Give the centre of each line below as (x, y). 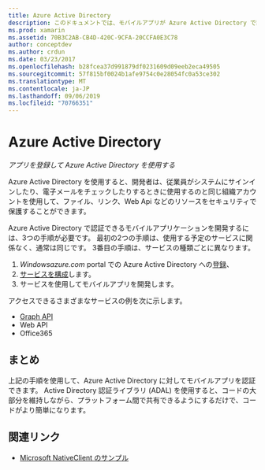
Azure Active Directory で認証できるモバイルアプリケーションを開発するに (129, 228)
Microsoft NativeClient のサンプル (74, 457)
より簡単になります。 (56, 409)
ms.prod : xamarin (37, 30)
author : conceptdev (40, 45)
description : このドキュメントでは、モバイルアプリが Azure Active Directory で (132, 23)
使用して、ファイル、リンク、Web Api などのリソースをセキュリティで (143, 202)
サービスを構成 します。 (58, 274)
